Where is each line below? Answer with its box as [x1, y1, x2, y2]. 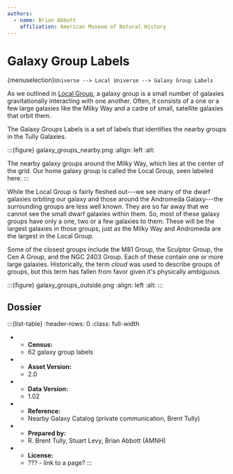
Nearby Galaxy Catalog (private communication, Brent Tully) [27, 414, 200, 423]
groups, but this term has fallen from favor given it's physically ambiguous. [7, 268, 221, 276]
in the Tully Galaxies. [7, 133, 67, 141]
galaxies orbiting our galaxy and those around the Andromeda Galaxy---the [7, 195, 224, 204]
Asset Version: [27, 363, 72, 371]
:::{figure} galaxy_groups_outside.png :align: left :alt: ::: [7, 281, 163, 289]
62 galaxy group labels [27, 348, 94, 357]
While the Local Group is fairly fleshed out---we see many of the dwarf [7, 188, 211, 196]
